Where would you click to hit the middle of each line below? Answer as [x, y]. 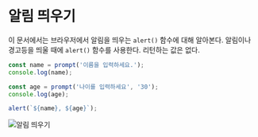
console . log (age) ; [39, 94]
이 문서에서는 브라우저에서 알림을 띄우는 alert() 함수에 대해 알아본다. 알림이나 [130, 40]
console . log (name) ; [40, 72]
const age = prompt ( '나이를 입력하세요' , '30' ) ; [83, 87]
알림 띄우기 [42, 16]
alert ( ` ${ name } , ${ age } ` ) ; [53, 108]
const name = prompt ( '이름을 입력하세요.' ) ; [76, 65]
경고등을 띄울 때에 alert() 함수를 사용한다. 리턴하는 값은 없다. [104, 49]
